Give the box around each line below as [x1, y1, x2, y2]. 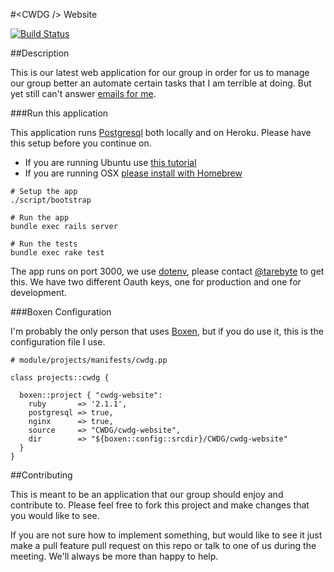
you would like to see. [10, 510, 100, 521]
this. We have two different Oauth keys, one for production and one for [10, 276, 302, 288]
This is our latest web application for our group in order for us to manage [10, 67, 310, 78]
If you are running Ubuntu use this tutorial [24, 157, 197, 168]
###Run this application [10, 107, 109, 119]
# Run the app [10, 213, 70, 223]
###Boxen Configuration [10, 306, 112, 318]
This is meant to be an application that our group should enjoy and [10, 489, 284, 500]
